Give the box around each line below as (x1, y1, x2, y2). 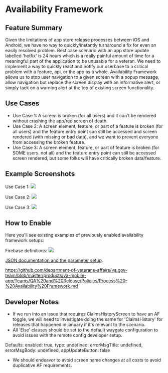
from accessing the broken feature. (12, 139, 86, 145)
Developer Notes (5, 297, 59, 306)
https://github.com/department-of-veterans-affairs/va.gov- (5, 267, 128, 273)
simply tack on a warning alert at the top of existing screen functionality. (5, 85, 154, 91)
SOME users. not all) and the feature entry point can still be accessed (12, 149, 156, 156)
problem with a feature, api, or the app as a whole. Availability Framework (5, 69, 157, 75)
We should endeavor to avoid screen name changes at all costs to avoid (12, 357, 161, 363)
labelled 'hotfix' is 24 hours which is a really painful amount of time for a (5, 53, 154, 59)
